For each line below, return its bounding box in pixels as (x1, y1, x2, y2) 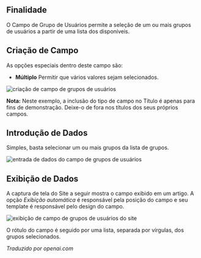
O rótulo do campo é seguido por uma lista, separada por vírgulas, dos (6, 226, 185, 234)
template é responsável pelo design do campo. (6, 203, 125, 210)
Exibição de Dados (6, 174, 79, 184)
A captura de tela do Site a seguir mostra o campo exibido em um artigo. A (6, 190, 194, 197)
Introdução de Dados (6, 128, 88, 138)
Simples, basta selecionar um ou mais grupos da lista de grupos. (6, 144, 169, 152)
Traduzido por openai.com (6, 245, 74, 252)
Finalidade (6, 5, 47, 15)
